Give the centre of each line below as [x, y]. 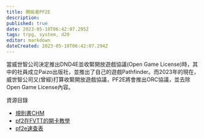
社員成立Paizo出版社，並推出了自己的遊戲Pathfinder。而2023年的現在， [108, 71]
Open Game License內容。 [40, 87]
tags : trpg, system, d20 [38, 35]
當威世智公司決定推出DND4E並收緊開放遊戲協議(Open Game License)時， [100, 64]
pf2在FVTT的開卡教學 [43, 120]
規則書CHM [30, 113]
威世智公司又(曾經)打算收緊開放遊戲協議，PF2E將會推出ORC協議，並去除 [99, 79]
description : [23, 18]
